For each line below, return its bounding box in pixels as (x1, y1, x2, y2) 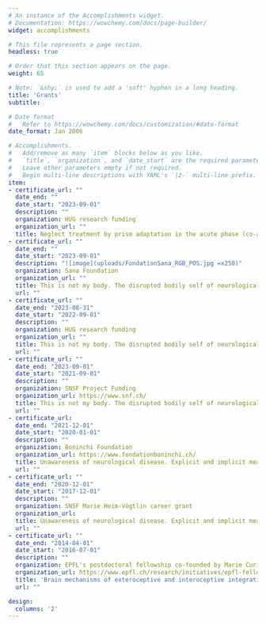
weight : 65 (8, 70, 44, 78)
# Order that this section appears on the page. (8, 62, 172, 70)
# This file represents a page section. (8, 40, 144, 48)
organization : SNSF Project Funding (15, 384, 136, 392)
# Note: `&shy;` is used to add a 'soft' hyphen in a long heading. (8, 84, 239, 92)
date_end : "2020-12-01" (15, 480, 93, 488)
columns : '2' (15, 604, 59, 613)
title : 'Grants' (8, 91, 62, 99)
